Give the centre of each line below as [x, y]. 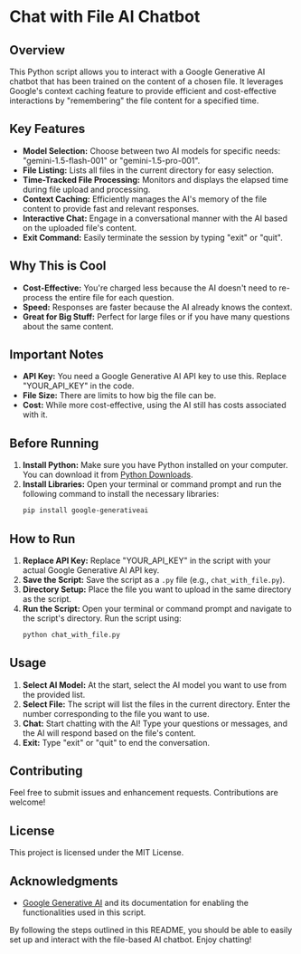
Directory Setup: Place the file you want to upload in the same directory [157, 589]
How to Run [42, 539]
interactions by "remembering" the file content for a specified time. [134, 100]
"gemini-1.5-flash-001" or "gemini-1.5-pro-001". [111, 160]
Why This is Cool [58, 266]
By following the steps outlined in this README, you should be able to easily [151, 930]
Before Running [54, 443]
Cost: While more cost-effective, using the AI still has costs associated [154, 405]
